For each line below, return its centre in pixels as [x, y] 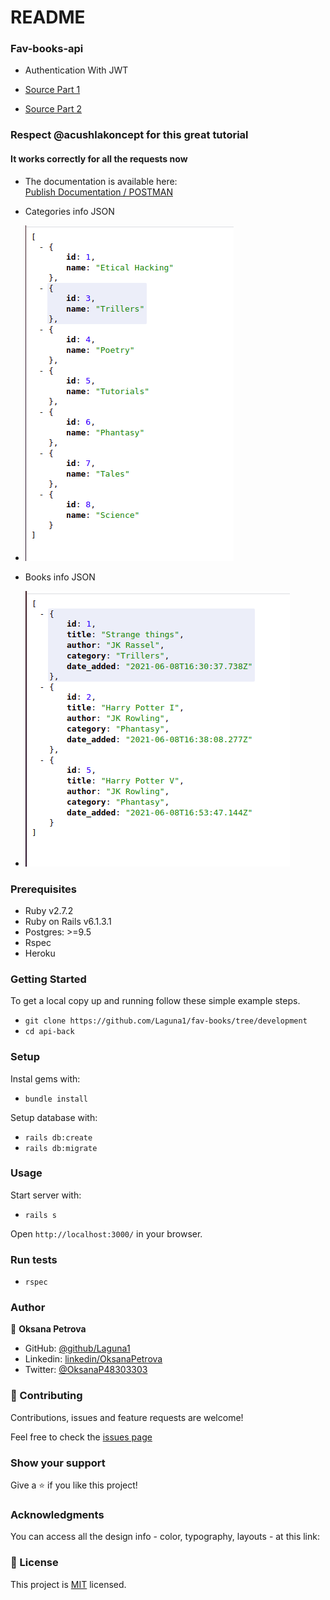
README [48, 17]
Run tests [34, 1259]
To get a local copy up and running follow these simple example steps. [155, 1001]
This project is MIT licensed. [68, 1584]
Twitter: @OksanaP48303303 [86, 1370]
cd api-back [49, 1032]
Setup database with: [54, 1117]
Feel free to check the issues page [81, 1437]
